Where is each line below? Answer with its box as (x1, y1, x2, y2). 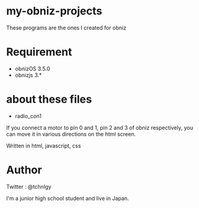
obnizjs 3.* (14, 71, 42, 79)
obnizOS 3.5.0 (14, 65, 51, 72)
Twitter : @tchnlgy (6, 183, 52, 190)
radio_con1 (14, 112, 42, 120)
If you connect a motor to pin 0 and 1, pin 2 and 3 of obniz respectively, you (6, 124, 194, 131)
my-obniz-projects (6, 4, 102, 18)
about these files (6, 93, 92, 106)
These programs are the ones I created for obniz (6, 24, 127, 31)
